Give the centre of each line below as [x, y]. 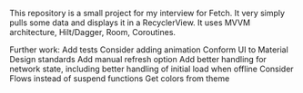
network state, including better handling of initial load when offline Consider [151, 69]
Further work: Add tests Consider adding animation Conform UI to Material [149, 50]
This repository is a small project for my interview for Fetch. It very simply [147, 13]
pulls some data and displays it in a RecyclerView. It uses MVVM [130, 23]
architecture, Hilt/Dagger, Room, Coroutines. [92, 32]
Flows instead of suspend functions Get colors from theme [120, 79]
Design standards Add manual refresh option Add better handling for [138, 59]
